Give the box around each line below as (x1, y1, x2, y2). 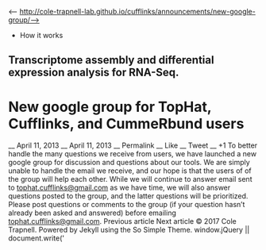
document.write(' (8, 233, 65, 243)
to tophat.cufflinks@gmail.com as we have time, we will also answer (8, 183, 231, 193)
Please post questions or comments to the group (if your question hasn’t (8, 200, 245, 210)
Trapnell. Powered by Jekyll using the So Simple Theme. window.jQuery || (8, 225, 250, 235)
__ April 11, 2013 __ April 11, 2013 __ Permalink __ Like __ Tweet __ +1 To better (8, 140, 258, 150)
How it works (19, 31, 64, 40)
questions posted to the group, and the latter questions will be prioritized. (8, 191, 249, 201)
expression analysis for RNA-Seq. (8, 66, 179, 79)
